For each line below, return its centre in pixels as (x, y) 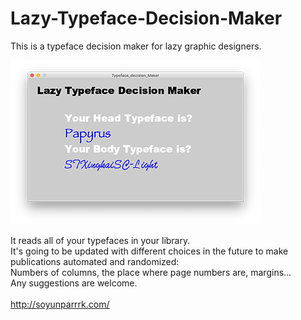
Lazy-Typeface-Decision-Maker (146, 18)
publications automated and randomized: (95, 261)
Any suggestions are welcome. (74, 283)
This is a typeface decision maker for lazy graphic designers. (136, 46)
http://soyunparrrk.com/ (60, 304)
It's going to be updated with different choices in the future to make (149, 251)
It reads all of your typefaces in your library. (100, 240)
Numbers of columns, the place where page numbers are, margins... (151, 272)
